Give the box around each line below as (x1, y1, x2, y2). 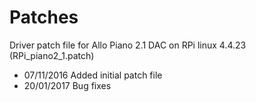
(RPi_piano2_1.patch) (9, 49, 95, 61)
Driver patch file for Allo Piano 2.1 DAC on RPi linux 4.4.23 (9, 39, 247, 51)
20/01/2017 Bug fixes (23, 79, 112, 91)
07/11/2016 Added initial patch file (23, 69, 163, 81)
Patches (9, 6, 79, 29)
